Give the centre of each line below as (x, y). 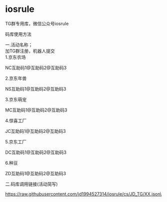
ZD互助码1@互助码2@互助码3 (36, 173)
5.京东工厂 (16, 142)
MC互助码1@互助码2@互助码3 (36, 110)
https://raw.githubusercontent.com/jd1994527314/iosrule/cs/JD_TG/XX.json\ (83, 194)
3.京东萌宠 (16, 99)
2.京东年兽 (16, 78)
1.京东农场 (15, 57)
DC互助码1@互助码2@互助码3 (36, 152)
